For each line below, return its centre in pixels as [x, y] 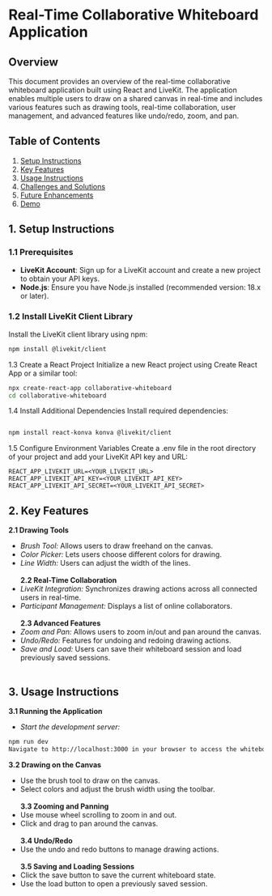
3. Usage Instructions [64, 692]
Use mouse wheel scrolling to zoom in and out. [98, 814]
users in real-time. [51, 597]
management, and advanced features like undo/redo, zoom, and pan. [124, 116]
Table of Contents [55, 141]
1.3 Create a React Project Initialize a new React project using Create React [133, 364]
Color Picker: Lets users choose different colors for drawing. [121, 554]
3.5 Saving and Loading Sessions [77, 866]
